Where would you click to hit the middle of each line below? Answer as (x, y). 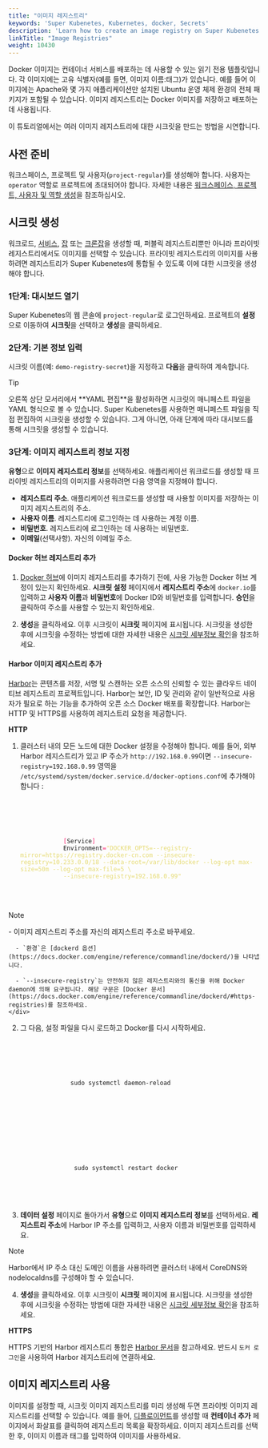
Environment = (84, 849)
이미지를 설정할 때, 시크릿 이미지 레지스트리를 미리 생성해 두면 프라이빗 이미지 (129, 1406)
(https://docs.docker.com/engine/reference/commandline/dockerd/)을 (124, 957)
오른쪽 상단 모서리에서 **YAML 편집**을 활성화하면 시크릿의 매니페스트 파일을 (130, 399)
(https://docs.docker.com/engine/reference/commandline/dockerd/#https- (132, 997)
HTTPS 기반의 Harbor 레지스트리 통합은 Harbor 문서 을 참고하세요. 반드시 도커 (129, 1347)
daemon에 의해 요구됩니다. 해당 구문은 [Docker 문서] (87, 990)
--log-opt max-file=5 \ (92, 870)
